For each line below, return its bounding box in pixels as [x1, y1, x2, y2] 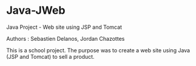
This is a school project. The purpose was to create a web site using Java [6, 46, 190, 54]
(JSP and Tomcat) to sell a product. [6, 53, 95, 60]
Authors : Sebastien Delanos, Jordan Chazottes [6, 35, 125, 42]
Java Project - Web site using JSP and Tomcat [6, 23, 123, 31]
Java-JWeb [6, 4, 66, 17]
